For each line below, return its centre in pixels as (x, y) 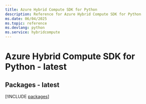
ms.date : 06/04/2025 (26, 19)
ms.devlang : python (25, 28)
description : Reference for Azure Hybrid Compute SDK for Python (73, 14)
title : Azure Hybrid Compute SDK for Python (51, 10)
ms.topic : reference (26, 23)
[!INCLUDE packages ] (27, 96)
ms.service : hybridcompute (33, 32)
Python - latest (36, 67)
